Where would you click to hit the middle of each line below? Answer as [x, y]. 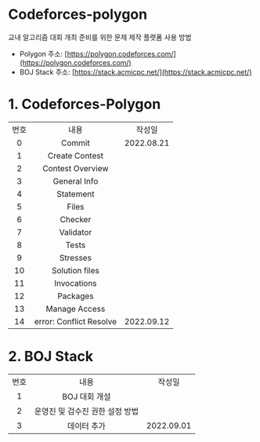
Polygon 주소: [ [43, 53]
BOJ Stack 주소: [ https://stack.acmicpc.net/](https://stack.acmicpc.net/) [135, 71]
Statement [75, 194]
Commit [76, 143]
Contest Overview [76, 168]
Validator [76, 232]
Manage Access [76, 309]
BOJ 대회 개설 [87, 396]
